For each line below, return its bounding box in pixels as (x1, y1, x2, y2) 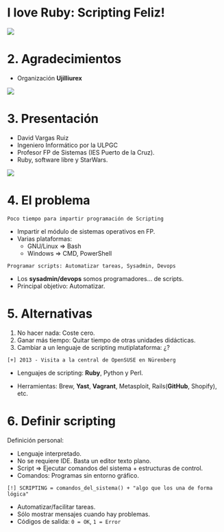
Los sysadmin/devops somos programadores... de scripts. (16, 274, 184, 282)
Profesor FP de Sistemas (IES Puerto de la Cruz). (16, 148, 155, 156)
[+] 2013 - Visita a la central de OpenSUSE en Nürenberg (7, 356, 176, 364)
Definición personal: (7, 436, 64, 444)
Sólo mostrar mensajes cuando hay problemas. (16, 510, 151, 518)
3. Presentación (7, 111, 99, 126)
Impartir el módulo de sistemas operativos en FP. (16, 227, 155, 235)
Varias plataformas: (16, 234, 73, 243)
